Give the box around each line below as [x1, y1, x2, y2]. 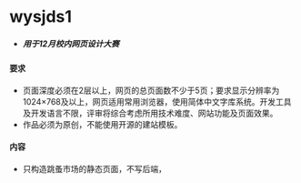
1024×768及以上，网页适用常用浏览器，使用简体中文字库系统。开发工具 [22, 96, 292, 107]
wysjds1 [9, 6, 73, 27]
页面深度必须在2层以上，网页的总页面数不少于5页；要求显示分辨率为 [22, 85, 280, 96]
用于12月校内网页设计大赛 [22, 38, 120, 49]
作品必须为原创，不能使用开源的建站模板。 [22, 118, 183, 129]
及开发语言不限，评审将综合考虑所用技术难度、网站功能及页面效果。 [22, 107, 278, 118]
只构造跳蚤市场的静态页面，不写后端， [22, 163, 166, 174]
